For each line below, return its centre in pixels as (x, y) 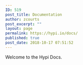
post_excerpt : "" (24, 24)
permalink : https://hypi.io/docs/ (42, 33)
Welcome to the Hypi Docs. (34, 57)
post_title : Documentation (34, 15)
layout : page (19, 29)
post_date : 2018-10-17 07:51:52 (39, 43)
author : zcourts (22, 19)
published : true (22, 38)
